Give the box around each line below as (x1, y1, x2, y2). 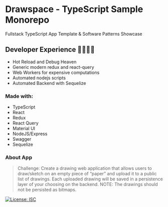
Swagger (12, 136, 32, 142)
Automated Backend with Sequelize (12, 80, 86, 86)
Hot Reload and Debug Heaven (12, 59, 77, 65)
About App (5, 154, 33, 161)
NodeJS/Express (12, 131, 48, 137)
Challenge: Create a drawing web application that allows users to (17, 165, 152, 171)
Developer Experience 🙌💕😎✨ (5, 45, 95, 54)
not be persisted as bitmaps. (17, 187, 77, 193)
